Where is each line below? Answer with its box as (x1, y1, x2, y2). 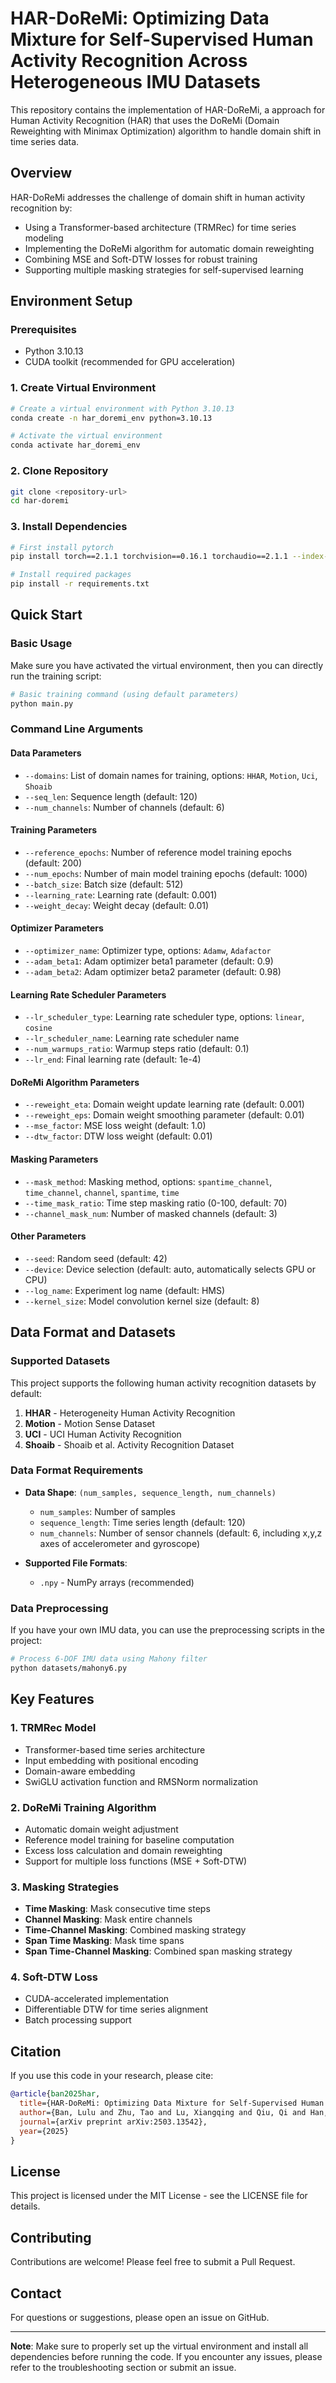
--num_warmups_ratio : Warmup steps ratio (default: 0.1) (24, 1043, 250, 1055)
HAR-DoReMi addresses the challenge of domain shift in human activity (10, 191, 306, 203)
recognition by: (10, 202, 73, 214)
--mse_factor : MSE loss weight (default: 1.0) (24, 1120, 207, 1132)
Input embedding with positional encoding (24, 1754, 199, 1766)
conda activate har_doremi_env (10, 440, 141, 451)
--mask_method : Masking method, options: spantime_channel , (24, 1175, 273, 1187)
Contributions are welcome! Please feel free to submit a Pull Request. (10, 2256, 296, 2268)
